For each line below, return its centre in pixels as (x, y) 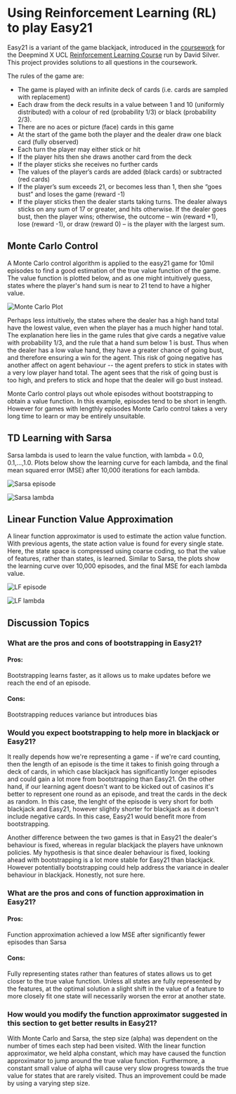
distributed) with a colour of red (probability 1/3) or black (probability (117, 112)
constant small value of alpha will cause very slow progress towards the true (118, 1068)
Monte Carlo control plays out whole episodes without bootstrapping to (110, 393)
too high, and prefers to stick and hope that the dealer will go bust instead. (115, 380)
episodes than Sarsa (37, 942)
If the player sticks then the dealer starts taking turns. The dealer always (122, 201)
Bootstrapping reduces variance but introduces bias (83, 714)
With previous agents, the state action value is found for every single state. (116, 543)
